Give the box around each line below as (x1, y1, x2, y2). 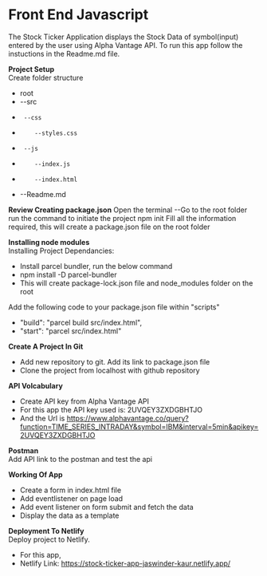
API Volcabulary (8, 381, 64, 390)
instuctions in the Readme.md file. (8, 49, 120, 58)
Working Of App (8, 469, 63, 479)
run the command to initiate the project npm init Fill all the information (8, 213, 237, 223)
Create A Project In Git (8, 341, 84, 351)
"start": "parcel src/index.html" (19, 325, 122, 336)
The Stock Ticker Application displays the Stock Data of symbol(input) (8, 32, 239, 41)
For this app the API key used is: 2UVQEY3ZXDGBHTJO (19, 404, 203, 414)
